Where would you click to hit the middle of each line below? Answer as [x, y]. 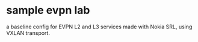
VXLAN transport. [28, 33]
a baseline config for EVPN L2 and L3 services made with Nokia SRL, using [99, 27]
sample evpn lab [48, 10]
